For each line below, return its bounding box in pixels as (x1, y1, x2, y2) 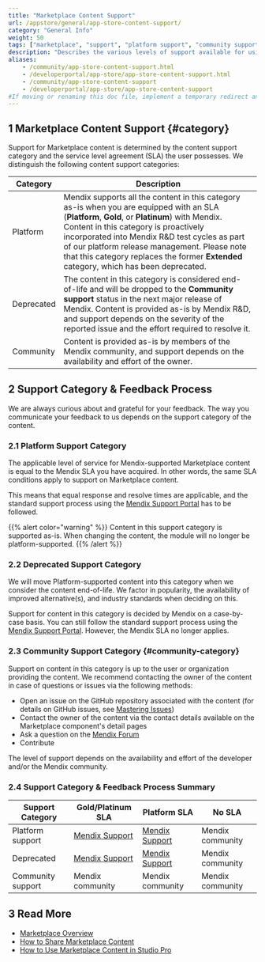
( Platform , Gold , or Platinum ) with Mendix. (63, 211, 222, 222)
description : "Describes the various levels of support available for (8, 48, 245, 56)
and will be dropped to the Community (89, 284, 234, 295)
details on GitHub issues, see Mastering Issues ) (19, 704, 175, 714)
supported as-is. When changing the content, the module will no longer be (8, 531, 250, 540)
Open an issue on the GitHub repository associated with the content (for (19, 695, 254, 705)
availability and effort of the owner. (63, 356, 193, 367)
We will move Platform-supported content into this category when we (8, 577, 234, 586)
